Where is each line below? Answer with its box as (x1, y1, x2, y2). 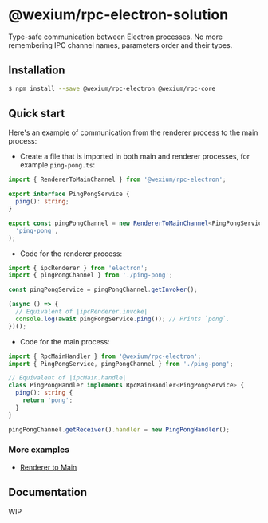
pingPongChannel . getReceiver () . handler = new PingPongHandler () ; (8, 425, 230, 434)
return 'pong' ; (22, 396, 73, 404)
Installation (8, 64, 65, 77)
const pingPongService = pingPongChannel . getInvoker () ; (8, 285, 198, 294)
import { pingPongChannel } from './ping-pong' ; (8, 271, 173, 280)
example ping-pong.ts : (19, 160, 96, 170)
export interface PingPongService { (8, 190, 130, 199)
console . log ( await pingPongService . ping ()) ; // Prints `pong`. (15, 315, 230, 323)
